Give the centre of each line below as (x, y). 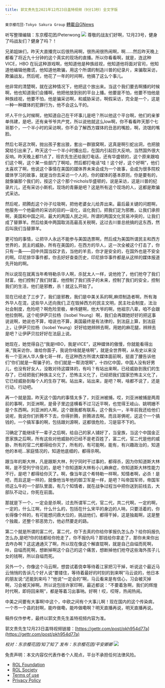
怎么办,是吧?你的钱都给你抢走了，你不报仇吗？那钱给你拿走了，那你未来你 (80, 538)
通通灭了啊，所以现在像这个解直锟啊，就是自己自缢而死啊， (95, 543)
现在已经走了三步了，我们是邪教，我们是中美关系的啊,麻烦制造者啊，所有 (79, 297)
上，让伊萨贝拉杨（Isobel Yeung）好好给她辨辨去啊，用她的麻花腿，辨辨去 (81, 327)
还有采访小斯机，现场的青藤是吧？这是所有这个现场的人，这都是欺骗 (91, 187)
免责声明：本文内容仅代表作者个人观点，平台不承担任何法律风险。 (72, 655)
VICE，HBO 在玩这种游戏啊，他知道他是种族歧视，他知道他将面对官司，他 (80, 63)
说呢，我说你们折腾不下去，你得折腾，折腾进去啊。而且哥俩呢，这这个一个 (80, 416)
